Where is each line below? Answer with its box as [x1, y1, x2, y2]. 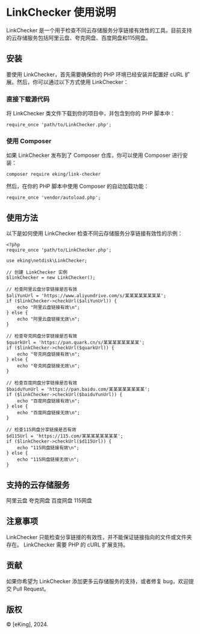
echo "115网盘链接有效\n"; [17, 445, 80, 451]
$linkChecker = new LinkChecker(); [6, 275, 96, 281]
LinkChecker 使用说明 [6, 5, 116, 19]
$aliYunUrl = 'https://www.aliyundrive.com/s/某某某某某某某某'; [6, 293, 167, 299]
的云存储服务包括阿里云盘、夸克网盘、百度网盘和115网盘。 [6, 34, 151, 41]
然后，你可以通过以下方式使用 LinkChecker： [16, 78, 129, 85]
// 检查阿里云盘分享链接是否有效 [6, 286, 77, 293]
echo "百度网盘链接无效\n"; [17, 410, 80, 416]
